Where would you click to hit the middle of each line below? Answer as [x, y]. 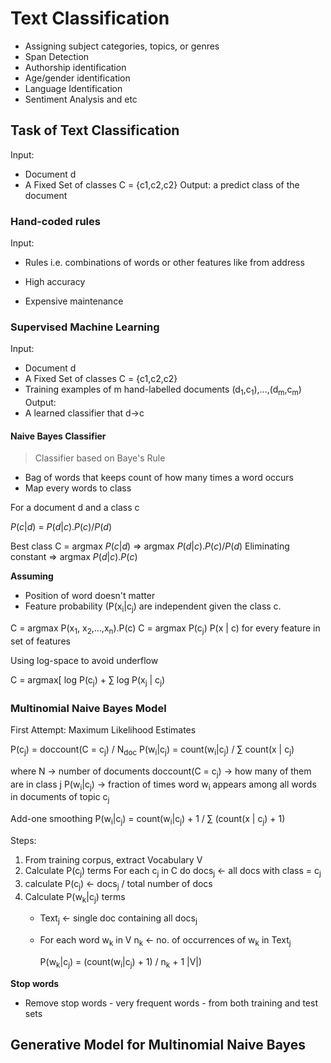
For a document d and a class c [75, 508]
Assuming [32, 576]
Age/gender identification [77, 78]
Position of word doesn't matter [90, 596]
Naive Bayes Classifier [58, 436]
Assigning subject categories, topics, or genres [122, 46]
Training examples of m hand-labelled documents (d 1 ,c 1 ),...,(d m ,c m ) [163, 390]
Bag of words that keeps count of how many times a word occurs [159, 478]
